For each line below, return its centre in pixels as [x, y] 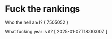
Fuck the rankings [43, 9]
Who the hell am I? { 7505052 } [37, 22]
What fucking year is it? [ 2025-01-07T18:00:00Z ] [56, 31]
